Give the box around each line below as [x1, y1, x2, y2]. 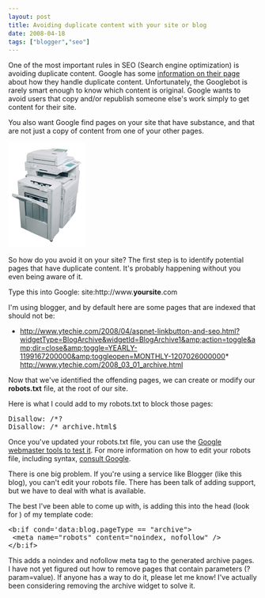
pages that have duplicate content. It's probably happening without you [8, 263, 241, 273]
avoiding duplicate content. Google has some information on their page [8, 69, 240, 78]
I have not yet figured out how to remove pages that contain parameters [8, 564, 243, 573]
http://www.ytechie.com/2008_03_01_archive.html [19, 360, 184, 369]
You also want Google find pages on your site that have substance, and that [8, 118, 256, 127]
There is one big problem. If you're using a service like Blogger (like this [8, 469, 243, 479]
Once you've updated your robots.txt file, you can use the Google [8, 437, 221, 447]
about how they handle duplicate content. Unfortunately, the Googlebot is [8, 78, 248, 87]
